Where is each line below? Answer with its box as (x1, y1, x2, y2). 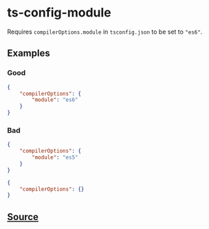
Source (7, 211, 39, 223)
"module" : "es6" (32, 96, 78, 104)
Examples (7, 47, 50, 59)
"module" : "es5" (32, 154, 78, 161)
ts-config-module (7, 5, 111, 21)
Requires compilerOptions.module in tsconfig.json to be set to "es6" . (7, 28, 203, 36)
